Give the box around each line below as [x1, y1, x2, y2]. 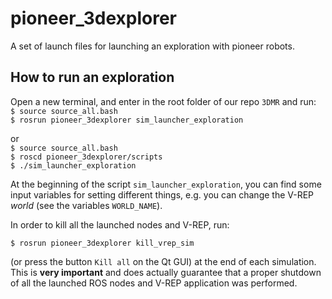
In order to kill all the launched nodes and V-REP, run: [10, 218, 230, 231]
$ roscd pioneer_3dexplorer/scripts [10, 152, 163, 162]
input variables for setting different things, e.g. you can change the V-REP [10, 188, 315, 201]
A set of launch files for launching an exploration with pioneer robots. [10, 40, 295, 52]
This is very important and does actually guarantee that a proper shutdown [10, 266, 322, 278]
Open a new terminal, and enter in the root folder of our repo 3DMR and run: [10, 95, 317, 107]
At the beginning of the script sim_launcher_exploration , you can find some [10, 178, 322, 190]
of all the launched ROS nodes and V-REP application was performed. [10, 277, 298, 289]
